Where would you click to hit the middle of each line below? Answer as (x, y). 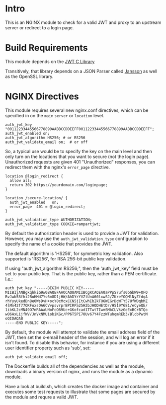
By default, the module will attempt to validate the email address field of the (83, 332)
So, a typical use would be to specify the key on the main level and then (79, 151)
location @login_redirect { (34, 176)
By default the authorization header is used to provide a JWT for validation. (82, 233)
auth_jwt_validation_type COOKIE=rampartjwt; (53, 224)
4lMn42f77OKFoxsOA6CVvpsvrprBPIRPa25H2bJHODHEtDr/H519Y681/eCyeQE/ (77, 305)
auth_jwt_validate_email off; (37, 357)
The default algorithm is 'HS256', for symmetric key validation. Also (74, 253)
